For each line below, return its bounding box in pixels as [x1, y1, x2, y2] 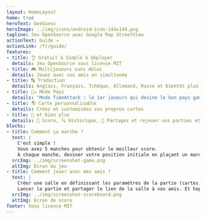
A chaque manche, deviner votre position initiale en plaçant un [17, 152, 188, 158]
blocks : [6, 123, 26, 129]
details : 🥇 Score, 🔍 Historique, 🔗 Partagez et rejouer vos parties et [12, 117, 200, 123]
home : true [6, 15, 34, 21]
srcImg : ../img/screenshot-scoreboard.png [12, 191, 122, 198]
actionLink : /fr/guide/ [6, 44, 67, 50]
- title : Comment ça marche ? [6, 129, 84, 135]
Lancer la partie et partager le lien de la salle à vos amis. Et [17, 186, 191, 192]
